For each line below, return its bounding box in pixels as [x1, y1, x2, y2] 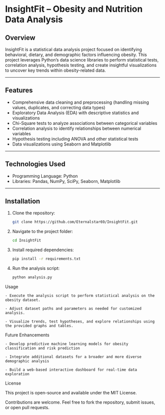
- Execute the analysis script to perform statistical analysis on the [5, 293, 155, 298]
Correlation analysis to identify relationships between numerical [12, 125, 141, 131]
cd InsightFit [12, 238, 41, 243]
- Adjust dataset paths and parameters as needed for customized [5, 306, 141, 311]
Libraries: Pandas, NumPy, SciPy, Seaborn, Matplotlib [12, 178, 121, 184]
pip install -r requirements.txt [12, 257, 81, 262]
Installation [5, 197, 40, 206]
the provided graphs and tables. [5, 323, 74, 328]
